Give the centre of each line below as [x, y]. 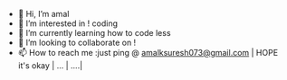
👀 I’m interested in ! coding [67, 23]
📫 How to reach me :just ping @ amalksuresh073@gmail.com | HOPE [148, 53]
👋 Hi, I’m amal [43, 14]
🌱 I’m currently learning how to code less [94, 33]
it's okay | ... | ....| [50, 66]
